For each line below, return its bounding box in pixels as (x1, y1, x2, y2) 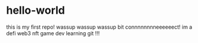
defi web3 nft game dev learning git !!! (6, 29, 100, 36)
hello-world (6, 4, 66, 17)
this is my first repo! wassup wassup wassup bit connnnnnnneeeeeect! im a (6, 23, 193, 30)
